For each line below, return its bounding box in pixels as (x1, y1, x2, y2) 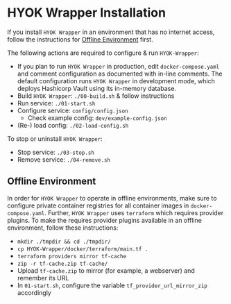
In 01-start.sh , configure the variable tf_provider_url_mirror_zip (17, 281, 208, 289)
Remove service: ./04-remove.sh (17, 155, 111, 164)
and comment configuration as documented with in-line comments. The (17, 69, 223, 78)
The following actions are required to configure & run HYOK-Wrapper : (7, 49, 199, 57)
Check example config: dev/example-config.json (27, 113, 168, 122)
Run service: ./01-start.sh (17, 99, 96, 107)
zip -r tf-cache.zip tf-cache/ (17, 260, 108, 267)
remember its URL (17, 273, 69, 282)
